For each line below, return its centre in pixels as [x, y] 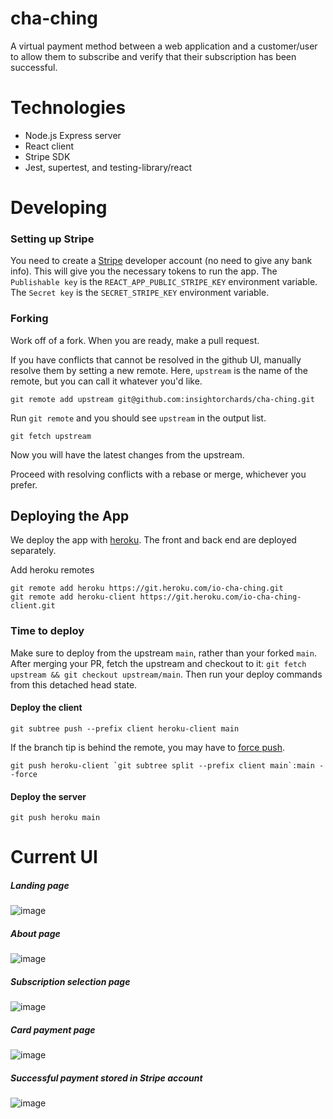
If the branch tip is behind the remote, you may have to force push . [148, 747]
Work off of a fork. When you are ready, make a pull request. [135, 340]
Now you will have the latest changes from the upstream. [127, 454]
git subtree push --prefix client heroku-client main [125, 728]
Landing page [40, 885]
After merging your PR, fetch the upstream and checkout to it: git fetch [158, 663]
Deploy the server [48, 796]
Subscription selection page [70, 981]
